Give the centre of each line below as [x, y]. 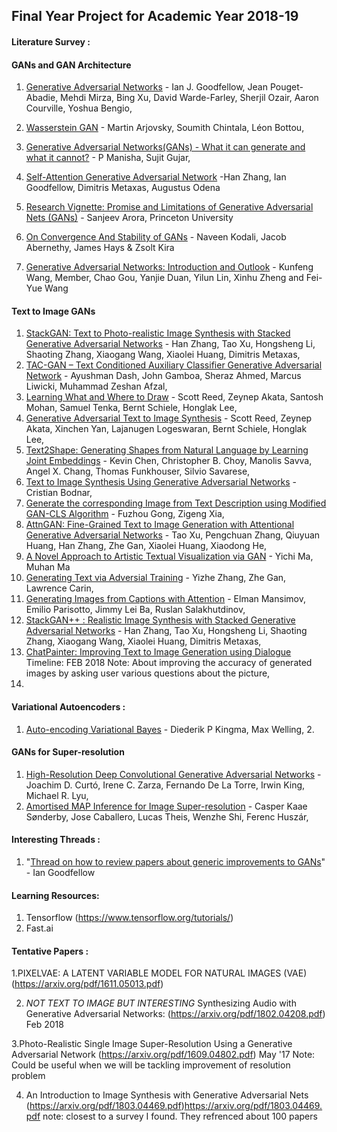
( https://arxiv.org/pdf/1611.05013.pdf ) [87, 984]
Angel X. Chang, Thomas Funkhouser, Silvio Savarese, [138, 471]
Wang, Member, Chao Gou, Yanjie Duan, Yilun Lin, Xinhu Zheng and [164, 278]
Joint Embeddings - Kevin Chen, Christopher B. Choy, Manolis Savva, [169, 461]
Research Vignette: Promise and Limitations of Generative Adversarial [169, 207]
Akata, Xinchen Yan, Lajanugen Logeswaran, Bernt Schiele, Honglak [166, 429]
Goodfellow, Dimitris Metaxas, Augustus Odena [123, 188]
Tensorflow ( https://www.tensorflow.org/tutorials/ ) [129, 918]
